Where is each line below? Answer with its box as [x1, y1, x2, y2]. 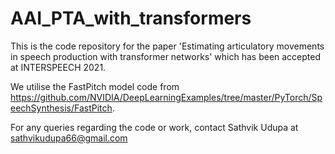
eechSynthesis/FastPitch [10, 102, 113, 114]
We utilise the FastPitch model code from [10, 80, 180, 92]
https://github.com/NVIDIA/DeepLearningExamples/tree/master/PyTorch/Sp [10, 91, 323, 103]
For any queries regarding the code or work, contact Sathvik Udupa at [10, 121, 299, 133]
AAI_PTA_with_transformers [10, 7, 252, 30]
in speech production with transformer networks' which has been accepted [10, 50, 322, 62]
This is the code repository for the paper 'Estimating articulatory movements [10, 40, 325, 52]
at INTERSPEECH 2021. [10, 61, 107, 73]
